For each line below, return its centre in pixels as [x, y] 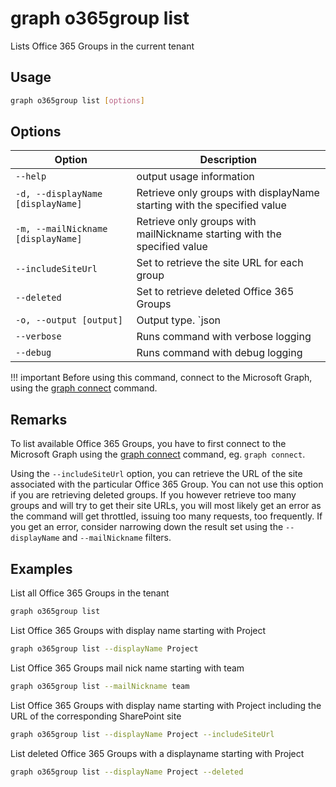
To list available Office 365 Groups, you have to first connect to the [148, 444]
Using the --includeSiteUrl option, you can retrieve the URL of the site [156, 474]
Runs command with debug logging [219, 353]
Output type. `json [179, 320]
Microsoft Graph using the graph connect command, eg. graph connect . [158, 454]
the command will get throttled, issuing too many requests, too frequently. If [166, 516]
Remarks [39, 419]
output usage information [195, 177]
